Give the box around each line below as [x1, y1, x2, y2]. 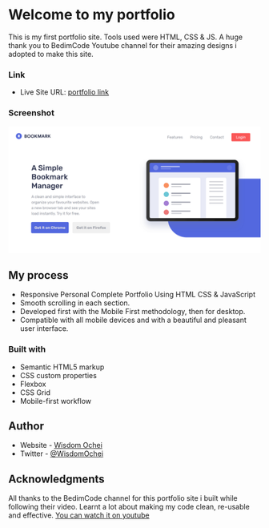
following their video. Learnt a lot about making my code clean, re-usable [8, 502, 250, 512]
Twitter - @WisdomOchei [19, 449, 104, 458]
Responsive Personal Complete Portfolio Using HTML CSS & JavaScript [19, 290, 256, 300]
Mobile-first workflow [19, 396, 92, 405]
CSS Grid [19, 387, 50, 397]
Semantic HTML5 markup [19, 362, 105, 372]
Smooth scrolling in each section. [19, 298, 130, 308]
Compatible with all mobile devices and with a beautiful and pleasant [19, 315, 247, 325]
